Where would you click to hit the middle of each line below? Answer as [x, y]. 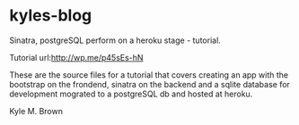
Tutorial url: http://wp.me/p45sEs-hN [76, 57]
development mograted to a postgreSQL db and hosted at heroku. [131, 94]
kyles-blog [51, 16]
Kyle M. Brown [36, 111]
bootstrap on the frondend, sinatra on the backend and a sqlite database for [149, 84]
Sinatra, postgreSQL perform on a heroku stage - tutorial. [115, 40]
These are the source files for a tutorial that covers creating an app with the [149, 75]
